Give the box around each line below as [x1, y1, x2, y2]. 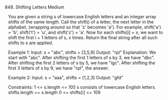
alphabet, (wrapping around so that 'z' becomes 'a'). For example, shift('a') [8, 24, 162, 30]
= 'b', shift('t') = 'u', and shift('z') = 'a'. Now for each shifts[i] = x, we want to [8, 30, 163, 35]
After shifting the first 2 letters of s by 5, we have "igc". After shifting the [8, 60, 156, 66]
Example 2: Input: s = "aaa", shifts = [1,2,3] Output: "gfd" [8, 75, 123, 80]
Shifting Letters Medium [15, 4, 65, 10]
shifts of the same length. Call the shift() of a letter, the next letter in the [8, 19, 154, 25]
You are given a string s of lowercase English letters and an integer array [8, 14, 157, 19]
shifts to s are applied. [8, 40, 54, 46]
